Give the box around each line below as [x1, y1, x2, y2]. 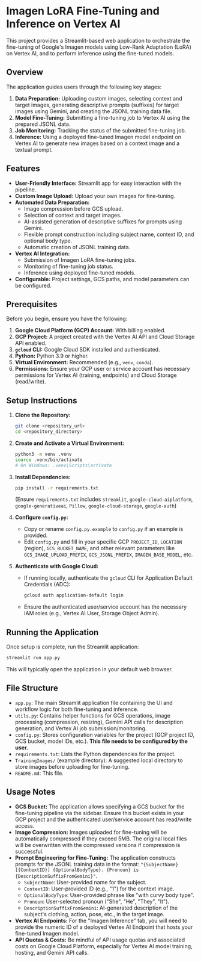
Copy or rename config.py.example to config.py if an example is [23, 526, 184, 533]
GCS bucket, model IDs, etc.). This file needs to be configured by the [14, 737, 188, 745]
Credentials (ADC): [23, 581, 71, 588]
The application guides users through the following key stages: [6, 83, 162, 90]
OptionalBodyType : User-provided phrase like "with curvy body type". [23, 891, 194, 898]
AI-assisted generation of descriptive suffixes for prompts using [23, 218, 182, 225]
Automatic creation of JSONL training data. [23, 243, 131, 250]
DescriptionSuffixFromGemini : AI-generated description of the [23, 904, 178, 911]
